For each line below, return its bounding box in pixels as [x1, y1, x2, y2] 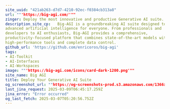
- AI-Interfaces [5, 59, 39, 64]
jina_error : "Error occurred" [5, 91, 69, 96]
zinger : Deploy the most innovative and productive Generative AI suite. [5, 17, 164, 22]
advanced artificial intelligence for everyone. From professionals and [5, 26, 162, 31]
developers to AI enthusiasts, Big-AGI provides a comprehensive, [5, 31, 148, 36]
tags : [5, 49, 17, 54]
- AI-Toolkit [5, 54, 33, 59]
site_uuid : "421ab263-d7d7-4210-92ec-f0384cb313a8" [5, 7, 116, 13]
